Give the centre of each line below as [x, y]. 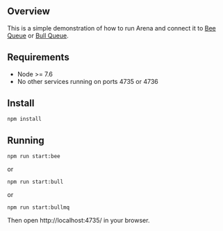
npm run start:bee [34, 156]
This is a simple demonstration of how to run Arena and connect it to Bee [112, 28]
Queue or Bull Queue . [38, 35]
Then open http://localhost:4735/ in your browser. [79, 221]
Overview [29, 11]
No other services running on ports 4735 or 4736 [88, 81]
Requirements [38, 57]
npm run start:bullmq [39, 207]
